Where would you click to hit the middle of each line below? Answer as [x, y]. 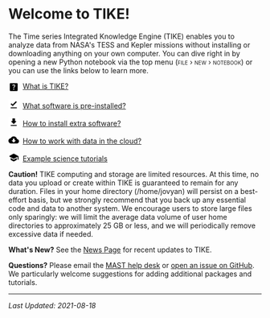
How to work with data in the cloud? [82, 141]
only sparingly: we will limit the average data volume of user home [118, 217]
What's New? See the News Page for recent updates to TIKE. [110, 250]
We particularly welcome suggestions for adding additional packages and [130, 274]
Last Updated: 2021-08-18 [52, 305]
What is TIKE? [46, 86]
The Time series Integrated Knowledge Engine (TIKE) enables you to [122, 36]
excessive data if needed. [51, 233]
